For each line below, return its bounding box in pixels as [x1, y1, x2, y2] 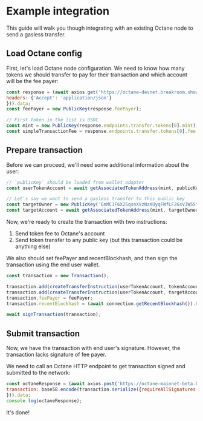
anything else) [14, 243, 51, 250]
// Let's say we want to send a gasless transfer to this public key [6, 196, 185, 202]
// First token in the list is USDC [6, 117, 98, 123]
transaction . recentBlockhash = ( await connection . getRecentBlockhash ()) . [6, 300, 196, 307]
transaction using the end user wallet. [6, 261, 100, 268]
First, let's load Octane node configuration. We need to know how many [6, 64, 185, 72]
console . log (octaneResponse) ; [6, 397, 83, 404]
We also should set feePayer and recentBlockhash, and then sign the [6, 255, 178, 262]
